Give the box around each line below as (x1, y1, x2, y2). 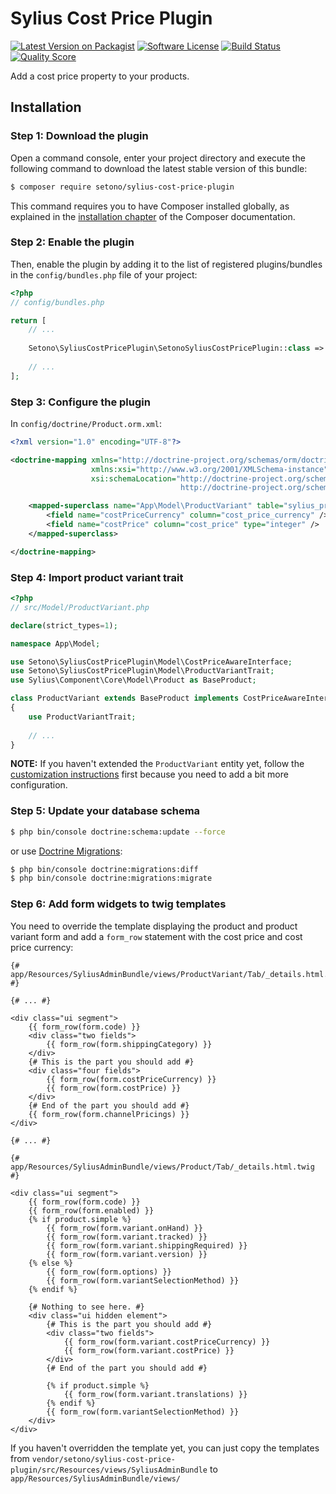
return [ (10, 315, 47, 326)
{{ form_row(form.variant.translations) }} (63, 1389, 248, 1399)
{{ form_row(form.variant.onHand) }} (46, 1223, 203, 1233)
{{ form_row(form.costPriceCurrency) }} (46, 1074, 217, 1084)
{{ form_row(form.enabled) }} (28, 1205, 155, 1216)
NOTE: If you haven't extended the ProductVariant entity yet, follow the (10, 758, 305, 770)
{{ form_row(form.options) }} (46, 1267, 172, 1277)
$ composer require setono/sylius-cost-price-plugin (10, 182, 235, 192)
